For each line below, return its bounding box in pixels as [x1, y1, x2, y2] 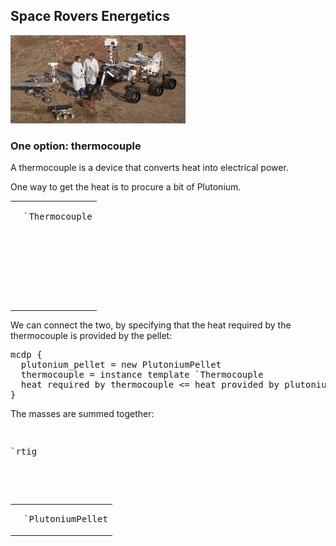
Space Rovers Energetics [10, 8, 170, 25]
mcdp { [10, 349, 43, 360]
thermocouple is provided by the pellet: [10, 329, 173, 341]
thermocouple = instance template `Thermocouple [20, 369, 264, 380]
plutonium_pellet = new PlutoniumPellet [20, 359, 222, 370]
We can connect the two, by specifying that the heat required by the [10, 319, 292, 331]
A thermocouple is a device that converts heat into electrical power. [10, 162, 289, 174]
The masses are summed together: [10, 407, 155, 419]
